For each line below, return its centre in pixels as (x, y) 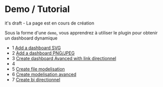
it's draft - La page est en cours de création (49, 23)
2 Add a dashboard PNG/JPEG (43, 53)
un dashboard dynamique (31, 38)
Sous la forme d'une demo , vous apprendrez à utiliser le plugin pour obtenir (81, 32)
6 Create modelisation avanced (44, 74)
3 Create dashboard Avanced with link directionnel (64, 58)
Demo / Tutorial (37, 9)
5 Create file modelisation (38, 69)
